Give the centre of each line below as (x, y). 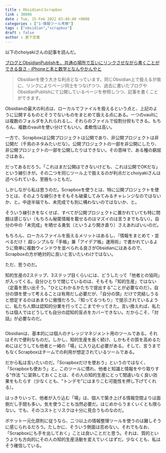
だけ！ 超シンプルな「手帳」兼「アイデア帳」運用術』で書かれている (83, 241)
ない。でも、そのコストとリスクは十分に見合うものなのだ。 (66, 410)
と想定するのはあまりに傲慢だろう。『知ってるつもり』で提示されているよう (82, 300)
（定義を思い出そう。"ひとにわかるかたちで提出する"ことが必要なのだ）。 (80, 287)
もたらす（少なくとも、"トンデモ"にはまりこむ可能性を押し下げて (81, 381)
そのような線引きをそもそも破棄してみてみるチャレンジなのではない (92, 196)
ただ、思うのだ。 (23, 264)
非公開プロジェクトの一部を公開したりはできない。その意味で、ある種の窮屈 (83, 150)
